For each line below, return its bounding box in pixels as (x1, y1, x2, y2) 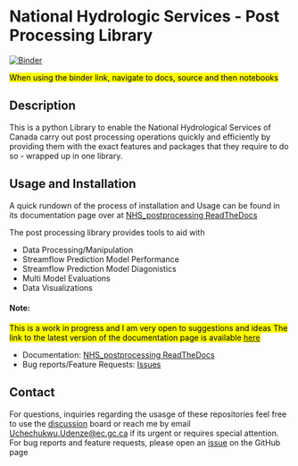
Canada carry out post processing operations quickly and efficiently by (9, 131, 270, 142)
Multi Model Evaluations (21, 273, 111, 284)
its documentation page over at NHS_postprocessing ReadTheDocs (9, 209, 258, 220)
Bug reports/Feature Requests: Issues (21, 359, 161, 369)
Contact (9, 385, 55, 400)
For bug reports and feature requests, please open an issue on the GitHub (9, 436, 281, 448)
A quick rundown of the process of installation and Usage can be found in (9, 199, 281, 211)
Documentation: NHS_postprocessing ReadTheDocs (21, 349, 216, 360)
